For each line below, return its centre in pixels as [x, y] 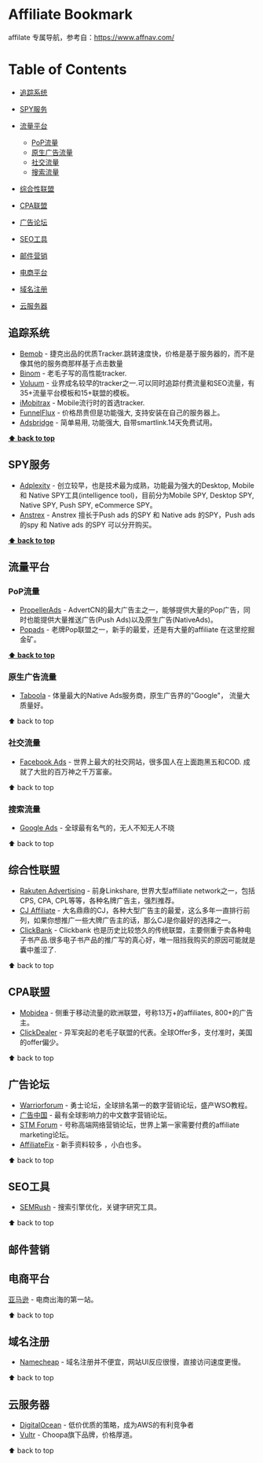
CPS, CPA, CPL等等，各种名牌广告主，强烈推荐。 [99, 900]
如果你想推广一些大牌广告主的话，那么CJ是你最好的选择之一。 [134, 920]
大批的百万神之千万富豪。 [75, 771]
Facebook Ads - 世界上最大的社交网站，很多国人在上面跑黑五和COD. [130, 762]
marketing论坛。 [46, 1134]
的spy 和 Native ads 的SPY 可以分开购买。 [88, 524]
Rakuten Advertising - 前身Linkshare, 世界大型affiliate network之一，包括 [137, 890]
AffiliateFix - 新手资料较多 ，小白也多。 [82, 1144]
